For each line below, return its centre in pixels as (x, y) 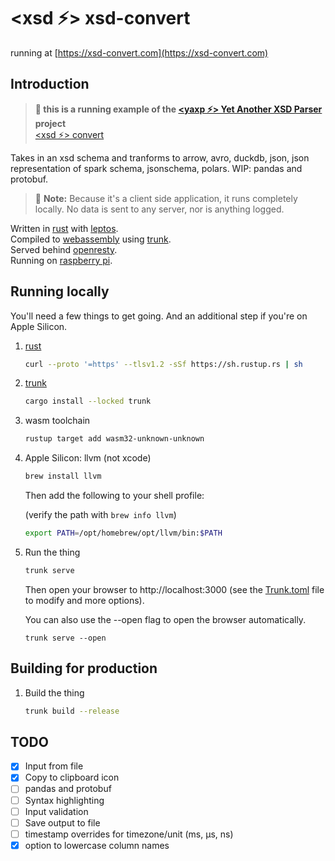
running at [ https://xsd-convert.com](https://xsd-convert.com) (139, 52)
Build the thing (54, 692)
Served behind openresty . (64, 249)
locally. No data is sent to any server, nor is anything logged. (159, 209)
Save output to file (62, 822)
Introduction (50, 84)
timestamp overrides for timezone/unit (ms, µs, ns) (129, 834)
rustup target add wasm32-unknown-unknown (114, 439)
